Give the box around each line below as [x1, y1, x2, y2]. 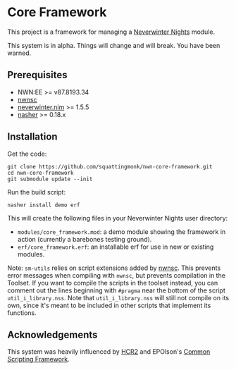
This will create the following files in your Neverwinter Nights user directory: [7, 214, 228, 222]
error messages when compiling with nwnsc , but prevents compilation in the [7, 271, 225, 279]
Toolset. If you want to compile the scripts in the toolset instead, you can [7, 278, 218, 287]
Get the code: [7, 149, 47, 158]
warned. [7, 49, 32, 57]
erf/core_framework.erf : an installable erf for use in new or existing [17, 242, 214, 251]
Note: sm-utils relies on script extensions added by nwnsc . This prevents [7, 264, 221, 272]
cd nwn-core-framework [7, 169, 74, 176]
